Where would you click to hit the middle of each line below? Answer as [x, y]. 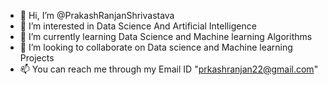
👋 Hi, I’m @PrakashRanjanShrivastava [97, 15]
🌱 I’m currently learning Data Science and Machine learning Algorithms [166, 36]
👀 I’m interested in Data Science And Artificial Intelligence [138, 26]
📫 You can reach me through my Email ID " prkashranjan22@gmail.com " [169, 69]
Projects [37, 58]
